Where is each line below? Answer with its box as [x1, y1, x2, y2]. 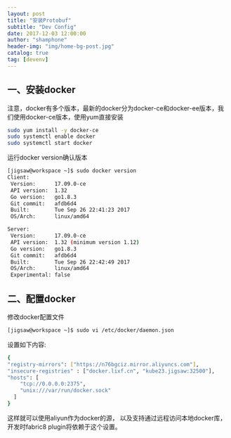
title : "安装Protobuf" [7, 17, 72, 24]
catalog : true [7, 50, 49, 57]
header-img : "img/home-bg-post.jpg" [7, 43, 114, 50]
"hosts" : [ [7, 374, 39, 381]
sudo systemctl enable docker [7, 133, 96, 141]
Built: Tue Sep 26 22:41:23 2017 [10, 207, 131, 214]
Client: [7, 174, 30, 181]
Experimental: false [10, 271, 71, 278]
